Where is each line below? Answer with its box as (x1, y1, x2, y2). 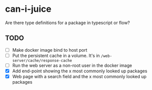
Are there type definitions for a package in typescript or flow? (5, 20, 130, 26)
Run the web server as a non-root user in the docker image (12, 62, 132, 68)
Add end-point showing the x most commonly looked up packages (12, 68, 148, 74)
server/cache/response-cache (12, 58, 72, 63)
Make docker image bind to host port (12, 47, 88, 53)
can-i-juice (5, 3, 52, 15)
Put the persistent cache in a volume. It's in (12, 53, 100, 59)
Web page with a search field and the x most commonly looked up (12, 74, 147, 79)
